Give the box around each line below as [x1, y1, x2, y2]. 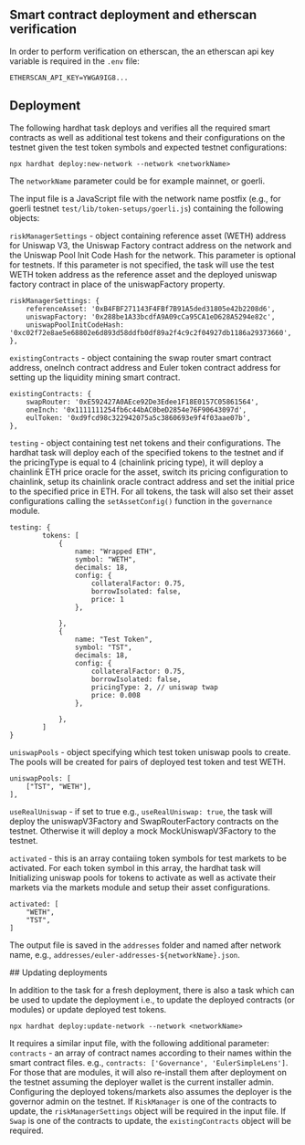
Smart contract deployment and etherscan [9, 7, 258, 23]
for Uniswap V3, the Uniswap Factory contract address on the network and [9, 239, 292, 250]
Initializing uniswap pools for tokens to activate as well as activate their [9, 872, 277, 883]
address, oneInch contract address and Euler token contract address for [9, 362, 281, 373]
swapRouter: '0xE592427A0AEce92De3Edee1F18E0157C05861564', [26, 397, 259, 406]
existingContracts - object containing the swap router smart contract [9, 352, 272, 363]
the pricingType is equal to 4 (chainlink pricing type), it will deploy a [9, 457, 264, 467]
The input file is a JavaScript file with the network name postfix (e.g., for [9, 193, 281, 204]
